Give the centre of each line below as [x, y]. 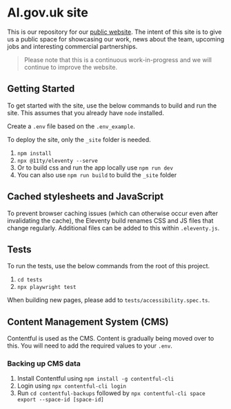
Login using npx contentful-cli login [71, 386]
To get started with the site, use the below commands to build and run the [112, 106]
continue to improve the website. [71, 67]
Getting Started [41, 89]
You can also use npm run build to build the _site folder [97, 174]
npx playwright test [47, 288]
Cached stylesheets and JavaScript [86, 197]
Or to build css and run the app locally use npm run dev [95, 168]
